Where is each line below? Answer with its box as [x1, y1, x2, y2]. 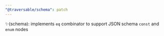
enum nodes [5, 26, 28, 32]
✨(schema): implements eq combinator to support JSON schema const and [5, 21, 160, 27]
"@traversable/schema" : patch [5, 7, 68, 12]
